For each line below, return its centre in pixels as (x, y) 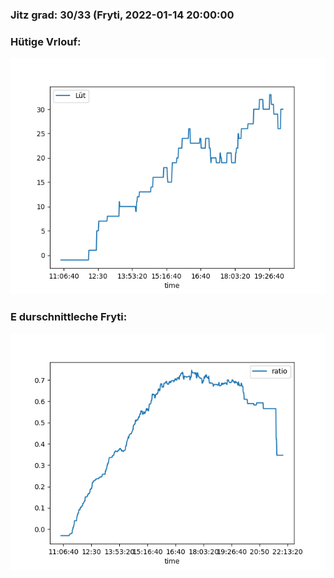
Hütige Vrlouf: (46, 41)
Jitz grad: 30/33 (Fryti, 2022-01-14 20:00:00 (122, 15)
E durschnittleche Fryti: (69, 317)
